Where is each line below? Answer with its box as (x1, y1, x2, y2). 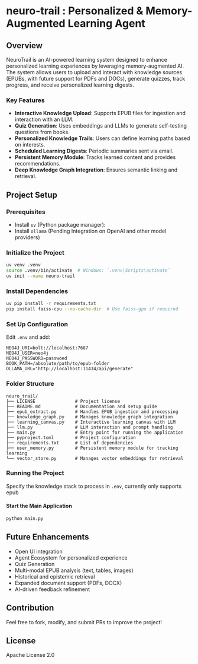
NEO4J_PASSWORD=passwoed (6, 355, 67, 361)
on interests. (14, 141, 46, 148)
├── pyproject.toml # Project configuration (6, 434, 136, 440)
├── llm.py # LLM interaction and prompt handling (6, 424, 173, 430)
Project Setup (6, 190, 58, 200)
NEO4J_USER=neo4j (6, 350, 49, 357)
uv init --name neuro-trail (6, 273, 76, 279)
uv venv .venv (6, 262, 41, 268)
